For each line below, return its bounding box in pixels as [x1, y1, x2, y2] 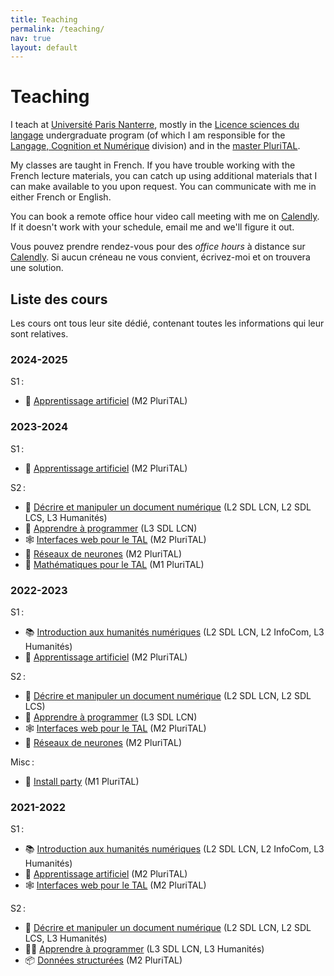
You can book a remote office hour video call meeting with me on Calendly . [10, 211, 320, 223]
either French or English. [10, 191, 112, 203]
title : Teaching [10, 14, 78, 25]
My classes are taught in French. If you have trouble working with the [10, 159, 296, 171]
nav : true [10, 33, 52, 43]
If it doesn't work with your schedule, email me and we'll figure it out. [10, 221, 295, 233]
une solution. [10, 262, 64, 274]
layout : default [10, 42, 78, 53]
